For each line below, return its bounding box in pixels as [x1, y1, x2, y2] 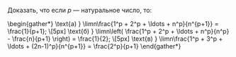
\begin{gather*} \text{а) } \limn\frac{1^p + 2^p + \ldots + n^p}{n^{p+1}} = [7, 20, 219, 27]
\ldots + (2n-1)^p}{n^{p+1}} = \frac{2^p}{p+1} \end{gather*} [7, 42, 181, 50]
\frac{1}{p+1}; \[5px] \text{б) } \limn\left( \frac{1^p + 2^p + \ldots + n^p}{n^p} [7, 27, 230, 35]
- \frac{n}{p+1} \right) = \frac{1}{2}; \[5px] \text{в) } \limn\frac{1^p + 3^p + [7, 34, 223, 43]
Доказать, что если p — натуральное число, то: [7, 6, 152, 14]
